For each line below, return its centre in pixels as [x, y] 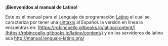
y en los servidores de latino [134, 33]
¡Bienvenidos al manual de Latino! [41, 7]
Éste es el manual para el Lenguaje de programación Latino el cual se [78, 17]
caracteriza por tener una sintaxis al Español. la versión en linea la [74, 22]
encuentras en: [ [22, 27]
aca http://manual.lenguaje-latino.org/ [45, 38]
